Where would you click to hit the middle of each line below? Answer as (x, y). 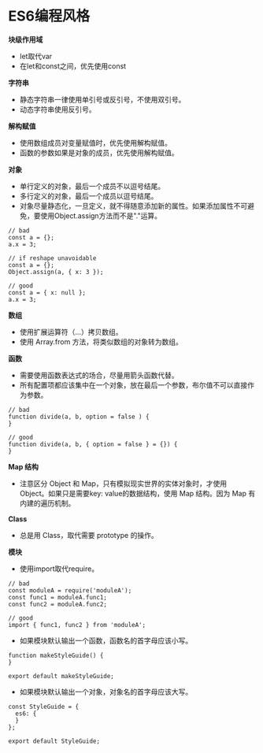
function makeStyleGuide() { (56, 655)
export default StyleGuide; (54, 741)
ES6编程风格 (49, 16)
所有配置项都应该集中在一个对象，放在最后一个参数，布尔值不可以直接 (133, 385)
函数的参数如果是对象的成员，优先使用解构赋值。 (99, 152)
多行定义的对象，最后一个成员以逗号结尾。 (89, 196)
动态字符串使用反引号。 (57, 109)
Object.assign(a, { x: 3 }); (56, 272)
